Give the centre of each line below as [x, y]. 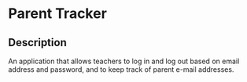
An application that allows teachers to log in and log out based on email [124, 61]
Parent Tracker [58, 14]
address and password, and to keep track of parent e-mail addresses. [121, 70]
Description [37, 43]
